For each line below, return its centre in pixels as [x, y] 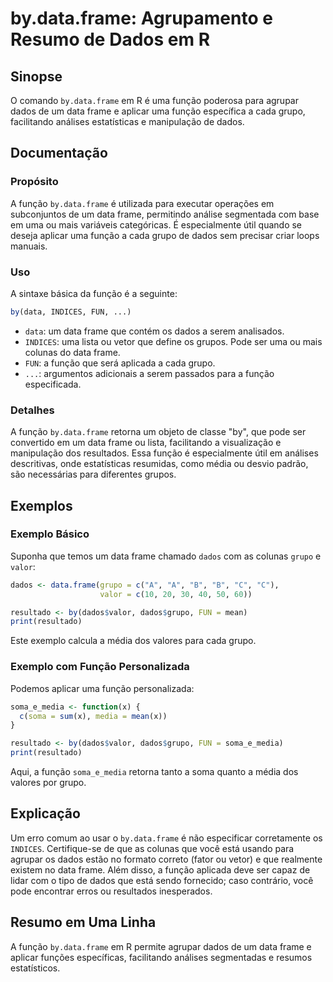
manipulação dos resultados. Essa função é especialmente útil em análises [164, 453]
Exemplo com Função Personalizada [100, 667]
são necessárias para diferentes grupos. [93, 474]
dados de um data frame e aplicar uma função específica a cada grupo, [158, 111]
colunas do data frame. [72, 352]
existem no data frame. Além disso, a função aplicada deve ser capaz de [160, 869]
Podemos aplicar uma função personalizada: [102, 688]
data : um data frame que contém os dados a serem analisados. [154, 331]
